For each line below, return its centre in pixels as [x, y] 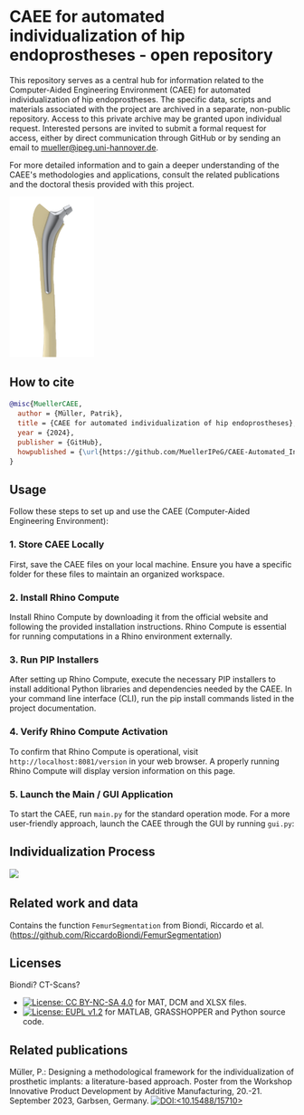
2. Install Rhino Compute [64, 597]
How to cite [42, 382]
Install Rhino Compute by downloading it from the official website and [139, 616]
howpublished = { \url [58, 452]
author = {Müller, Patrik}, [71, 414]
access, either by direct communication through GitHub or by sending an [145, 138]
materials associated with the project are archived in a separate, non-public [150, 109]
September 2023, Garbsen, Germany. [79, 1101]
